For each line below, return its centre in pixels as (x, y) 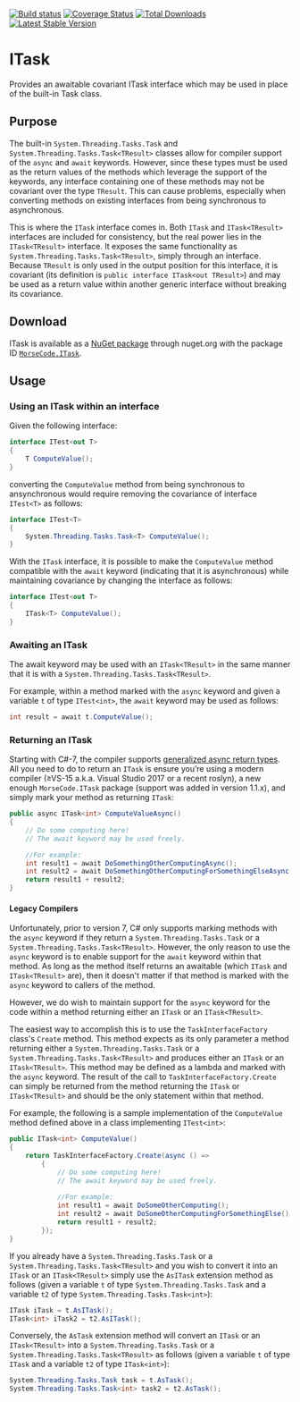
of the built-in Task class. (56, 93)
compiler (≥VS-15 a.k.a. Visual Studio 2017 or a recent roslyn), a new (135, 779)
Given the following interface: (63, 426)
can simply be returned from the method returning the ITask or (125, 1086)
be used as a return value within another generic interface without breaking (148, 284)
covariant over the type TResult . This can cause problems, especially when (147, 190)
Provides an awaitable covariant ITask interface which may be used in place (149, 84)
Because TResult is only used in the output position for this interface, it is (144, 265)
